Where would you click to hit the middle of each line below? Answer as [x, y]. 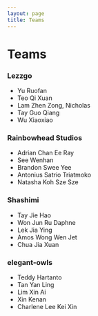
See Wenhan [35, 160]
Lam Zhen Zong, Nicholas [54, 105]
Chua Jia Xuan [38, 244]
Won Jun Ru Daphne [46, 222]
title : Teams [26, 20]
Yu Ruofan [32, 90]
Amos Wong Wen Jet [47, 237]
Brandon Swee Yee [44, 168]
